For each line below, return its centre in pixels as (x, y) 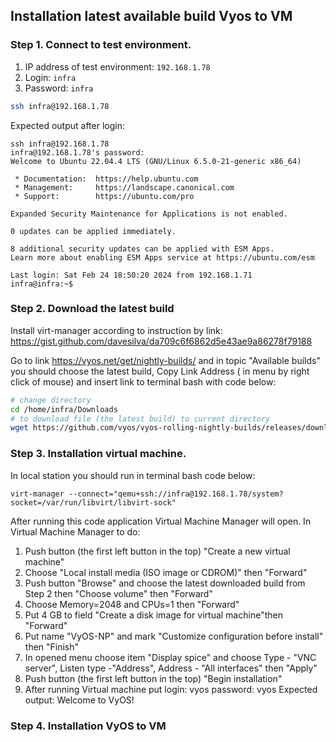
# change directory (51, 400)
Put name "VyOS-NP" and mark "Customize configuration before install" (174, 636)
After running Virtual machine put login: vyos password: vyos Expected (171, 689)
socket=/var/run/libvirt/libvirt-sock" (93, 502)
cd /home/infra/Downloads (64, 409)
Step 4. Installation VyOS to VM (88, 726)
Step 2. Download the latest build (92, 309)
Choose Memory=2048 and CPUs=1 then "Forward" (132, 604)
